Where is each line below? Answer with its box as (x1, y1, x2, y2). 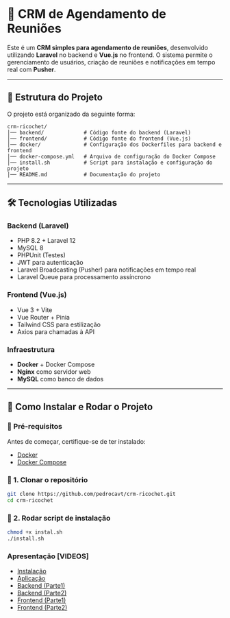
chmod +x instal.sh (7, 529, 63, 536)
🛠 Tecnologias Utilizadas (7, 197, 118, 209)
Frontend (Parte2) (16, 604, 68, 612)
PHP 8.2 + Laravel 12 (16, 237, 77, 245)
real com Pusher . (7, 65, 56, 73)
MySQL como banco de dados (16, 375, 104, 383)
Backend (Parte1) (16, 582, 66, 590)
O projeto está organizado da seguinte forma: (7, 110, 136, 118)
